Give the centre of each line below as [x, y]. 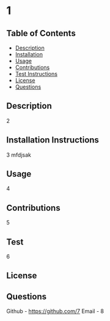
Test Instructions [36, 74]
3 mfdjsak [19, 155]
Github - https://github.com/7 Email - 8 [55, 311]
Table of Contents [41, 33]
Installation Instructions [53, 140]
